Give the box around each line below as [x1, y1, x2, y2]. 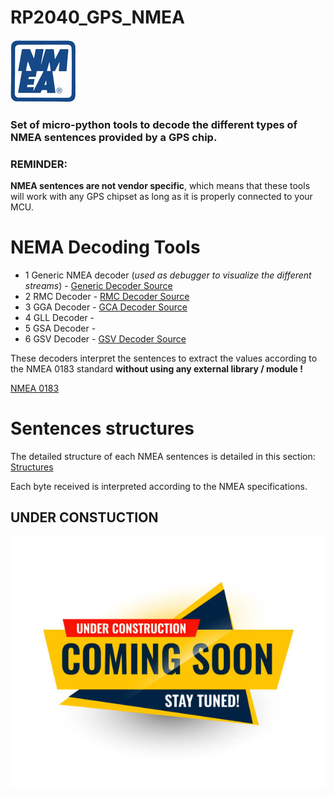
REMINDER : [10, 157, 68, 171]
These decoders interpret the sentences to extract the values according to [10, 352, 318, 365]
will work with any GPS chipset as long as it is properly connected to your [10, 191, 313, 203]
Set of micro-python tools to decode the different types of [10, 117, 298, 131]
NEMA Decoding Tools [10, 236, 201, 259]
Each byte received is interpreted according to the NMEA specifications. [10, 481, 308, 493]
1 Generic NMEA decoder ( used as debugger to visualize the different [24, 269, 312, 281]
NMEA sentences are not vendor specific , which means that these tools [10, 180, 311, 192]
